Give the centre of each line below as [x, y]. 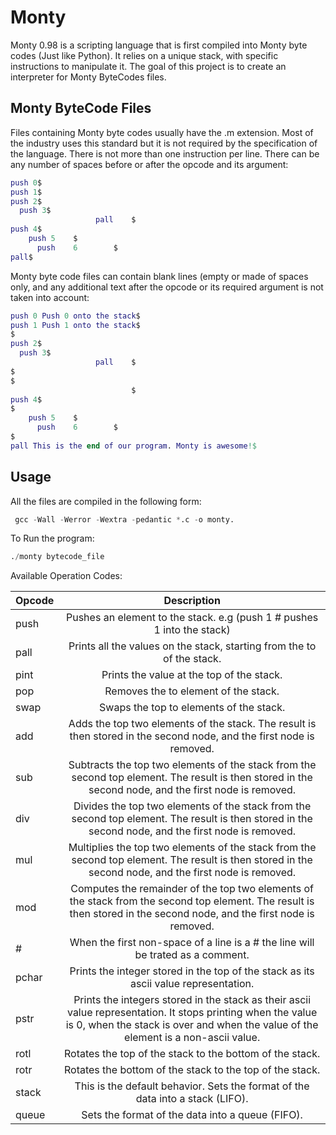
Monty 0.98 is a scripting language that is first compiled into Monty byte [159, 45]
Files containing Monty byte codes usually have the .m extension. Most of [162, 132]
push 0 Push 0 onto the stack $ [75, 316]
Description [192, 601]
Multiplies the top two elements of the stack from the [192, 848]
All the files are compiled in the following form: [106, 501]
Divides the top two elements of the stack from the [192, 806]
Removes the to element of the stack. [192, 691]
